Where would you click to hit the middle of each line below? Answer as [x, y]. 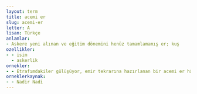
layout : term [22, 11]
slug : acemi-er [25, 22]
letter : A [18, 28]
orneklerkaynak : [26, 76]
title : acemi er [26, 17]
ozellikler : [21, 50]
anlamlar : [18, 39]
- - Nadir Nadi [25, 82]
